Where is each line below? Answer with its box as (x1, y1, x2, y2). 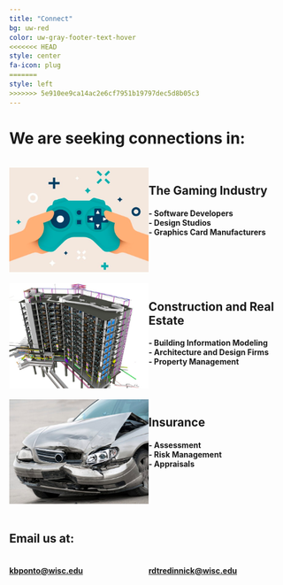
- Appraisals (149, 458, 195, 469)
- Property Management (149, 357, 240, 367)
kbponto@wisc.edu (9, 565, 84, 575)
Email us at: (9, 531, 75, 546)
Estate (149, 312, 185, 327)
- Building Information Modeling (149, 337, 268, 349)
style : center (9, 51, 62, 61)
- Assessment (149, 439, 202, 450)
